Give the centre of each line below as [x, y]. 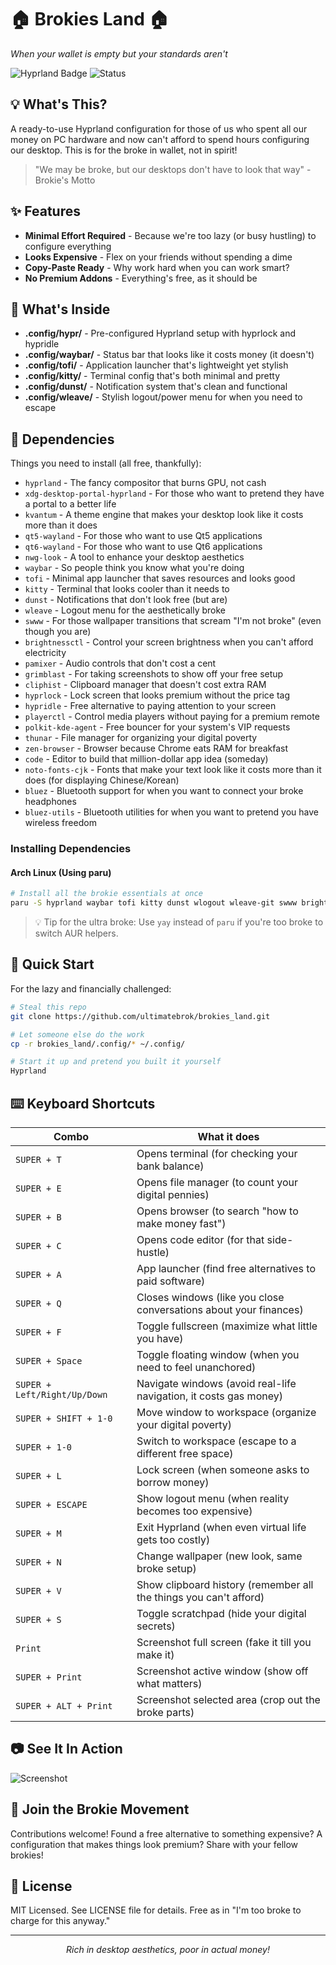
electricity [45, 653]
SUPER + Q [38, 1303]
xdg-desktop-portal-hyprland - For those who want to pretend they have [174, 493]
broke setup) [166, 1568]
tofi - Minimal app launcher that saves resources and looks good [160, 578]
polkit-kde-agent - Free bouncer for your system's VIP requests [157, 727]
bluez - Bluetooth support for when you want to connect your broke [164, 791]
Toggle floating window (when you [218, 1354]
